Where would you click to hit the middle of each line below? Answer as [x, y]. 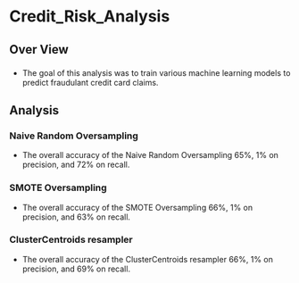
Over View [39, 50]
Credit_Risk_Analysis [90, 17]
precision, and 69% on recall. [76, 269]
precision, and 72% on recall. [76, 165]
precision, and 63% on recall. [76, 217]
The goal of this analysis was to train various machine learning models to [156, 72]
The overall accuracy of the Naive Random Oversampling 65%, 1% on [150, 155]
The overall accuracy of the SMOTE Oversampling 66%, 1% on [137, 207]
